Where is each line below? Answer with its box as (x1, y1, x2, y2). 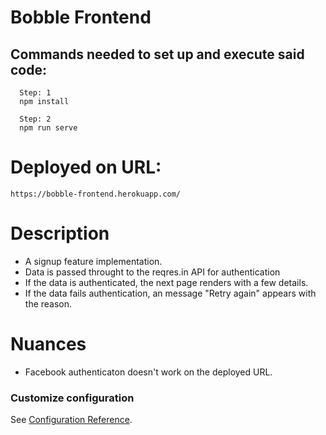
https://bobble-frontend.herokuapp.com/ (10, 189, 182, 199)
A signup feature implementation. (24, 255, 163, 267)
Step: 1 (19, 88, 52, 98)
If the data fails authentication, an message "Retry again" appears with (24, 287, 317, 299)
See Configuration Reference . (10, 414, 133, 426)
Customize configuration (10, 391, 135, 405)
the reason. (24, 297, 73, 310)
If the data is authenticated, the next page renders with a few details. (24, 276, 309, 288)
